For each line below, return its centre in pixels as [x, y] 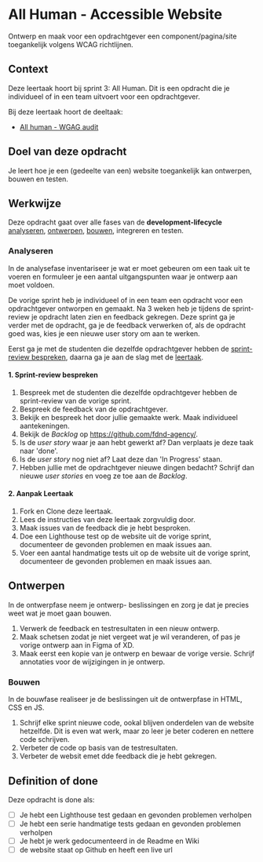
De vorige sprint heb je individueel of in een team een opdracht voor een [126, 300]
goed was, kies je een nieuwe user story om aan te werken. [104, 333]
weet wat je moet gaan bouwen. [60, 613]
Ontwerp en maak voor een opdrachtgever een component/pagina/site [122, 36]
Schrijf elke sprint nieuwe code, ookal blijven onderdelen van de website [137, 723]
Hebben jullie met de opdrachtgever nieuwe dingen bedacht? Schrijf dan [137, 467]
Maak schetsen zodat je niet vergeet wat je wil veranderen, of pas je [130, 637]
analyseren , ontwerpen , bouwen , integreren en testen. [96, 231]
